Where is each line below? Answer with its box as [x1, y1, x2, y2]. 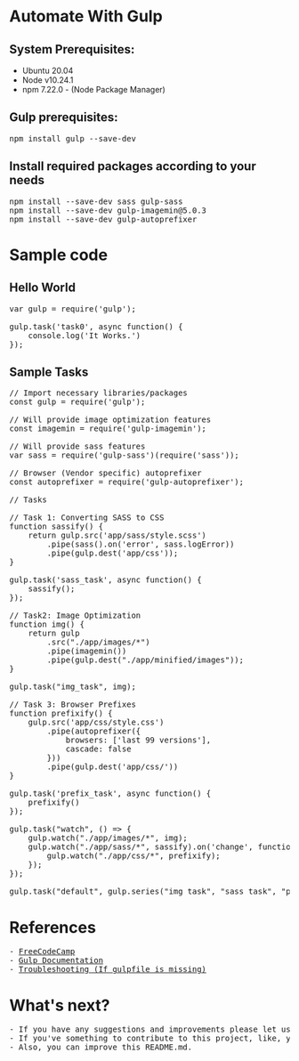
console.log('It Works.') [28, 330, 141, 340]
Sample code [9, 245, 109, 264]
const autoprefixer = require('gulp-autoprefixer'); [9, 477, 245, 487]
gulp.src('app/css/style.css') [28, 717, 165, 727]
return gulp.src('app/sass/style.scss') [28, 530, 207, 540]
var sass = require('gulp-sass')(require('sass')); [9, 450, 240, 460]
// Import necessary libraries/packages [9, 388, 189, 398]
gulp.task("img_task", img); [9, 682, 136, 692]
